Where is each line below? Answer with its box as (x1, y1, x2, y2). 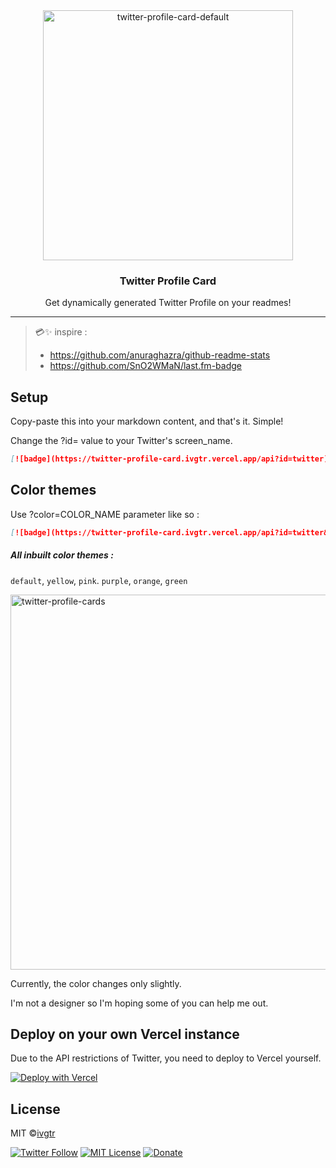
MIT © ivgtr (10, 1127, 56, 1139)
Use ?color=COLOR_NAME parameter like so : (10, 508, 200, 520)
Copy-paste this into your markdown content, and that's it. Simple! (10, 415, 284, 428)
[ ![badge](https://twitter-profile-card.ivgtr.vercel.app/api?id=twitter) (10, 454, 329, 464)
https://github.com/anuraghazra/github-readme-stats (49, 349, 271, 361)
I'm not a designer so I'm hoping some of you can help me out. (10, 997, 269, 1009)
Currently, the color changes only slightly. (10, 977, 182, 989)
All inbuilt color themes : (10, 549, 114, 561)
